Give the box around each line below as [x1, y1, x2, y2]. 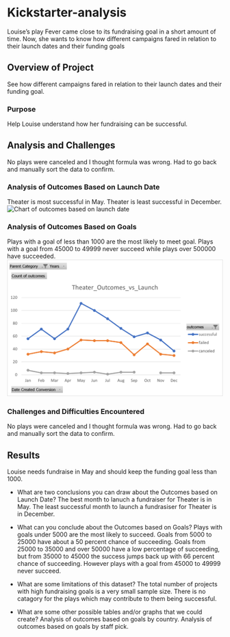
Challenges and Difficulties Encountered [7, 406, 145, 416]
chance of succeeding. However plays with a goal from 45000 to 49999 [16, 560, 221, 567]
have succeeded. [7, 252, 56, 261]
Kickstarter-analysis [7, 5, 127, 21]
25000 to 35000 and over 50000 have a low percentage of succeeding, [16, 545, 220, 553]
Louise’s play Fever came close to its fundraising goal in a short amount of [7, 27, 216, 36]
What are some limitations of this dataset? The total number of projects [16, 580, 218, 588]
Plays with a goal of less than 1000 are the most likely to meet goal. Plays [7, 237, 214, 246]
